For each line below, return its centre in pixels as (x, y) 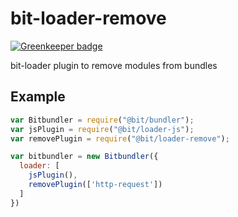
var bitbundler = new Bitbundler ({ (84, 157)
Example (38, 97)
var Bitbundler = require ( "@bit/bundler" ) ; (102, 120)
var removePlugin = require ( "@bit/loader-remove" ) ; (120, 138)
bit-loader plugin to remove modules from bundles (114, 65)
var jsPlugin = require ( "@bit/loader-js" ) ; (102, 129)
